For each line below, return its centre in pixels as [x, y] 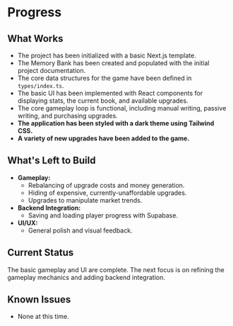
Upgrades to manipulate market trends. [85, 200]
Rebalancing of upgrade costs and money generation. [106, 185]
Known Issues [39, 299]
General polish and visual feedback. [80, 230]
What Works [35, 39]
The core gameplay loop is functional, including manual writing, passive [122, 108]
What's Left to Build [52, 161]
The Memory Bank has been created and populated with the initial [113, 63]
